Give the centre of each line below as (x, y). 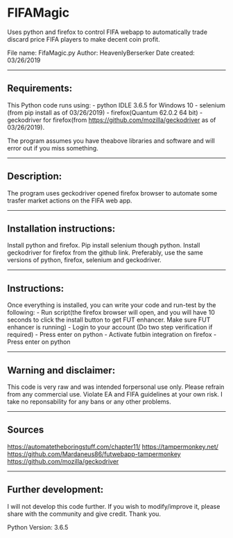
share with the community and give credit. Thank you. (84, 514)
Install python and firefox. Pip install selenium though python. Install (104, 245)
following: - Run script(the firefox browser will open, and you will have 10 (111, 313)
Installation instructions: (61, 228)
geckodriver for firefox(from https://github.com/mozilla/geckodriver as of (112, 120)
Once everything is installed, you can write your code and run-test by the (112, 305)
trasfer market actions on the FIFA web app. (70, 200)
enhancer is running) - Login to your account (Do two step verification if (110, 327)
